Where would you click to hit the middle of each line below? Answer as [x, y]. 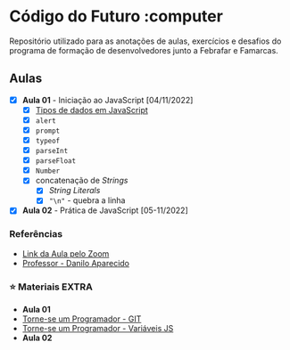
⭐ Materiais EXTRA [51, 287]
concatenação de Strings [82, 181]
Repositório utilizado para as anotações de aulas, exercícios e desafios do [145, 41]
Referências [36, 234]
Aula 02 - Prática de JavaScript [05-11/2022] [105, 210]
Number [48, 171]
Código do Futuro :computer [116, 16]
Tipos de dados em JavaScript [92, 110]
